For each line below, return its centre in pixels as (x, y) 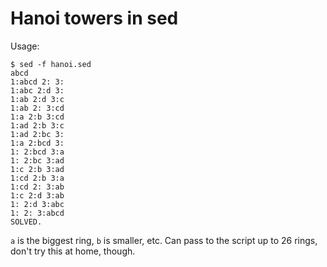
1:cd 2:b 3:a (37, 178)
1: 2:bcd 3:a (37, 152)
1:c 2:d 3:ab (37, 195)
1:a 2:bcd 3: (37, 143)
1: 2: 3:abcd (37, 213)
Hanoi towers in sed (94, 18)
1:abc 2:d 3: (37, 90)
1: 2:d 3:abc (37, 204)
